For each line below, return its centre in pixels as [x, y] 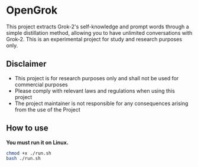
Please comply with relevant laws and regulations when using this [95, 91]
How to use [27, 128]
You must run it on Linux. [38, 142]
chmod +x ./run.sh [29, 153]
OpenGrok [32, 10]
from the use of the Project [48, 109]
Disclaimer [26, 64]
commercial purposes [41, 84]
